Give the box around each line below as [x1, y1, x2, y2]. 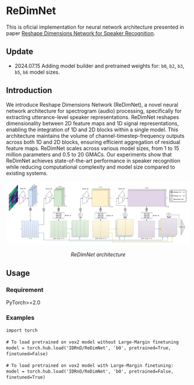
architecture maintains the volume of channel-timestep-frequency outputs [6, 132, 185, 139]
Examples [6, 314, 35, 322]
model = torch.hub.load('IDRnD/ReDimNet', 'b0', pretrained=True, [6, 345, 171, 351]
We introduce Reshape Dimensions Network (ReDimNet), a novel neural [6, 101, 178, 108]
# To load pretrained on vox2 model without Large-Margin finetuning [6, 339, 179, 345]
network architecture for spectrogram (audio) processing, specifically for [6, 107, 182, 114]
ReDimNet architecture [71, 251, 126, 258]
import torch [6, 328, 38, 333]
